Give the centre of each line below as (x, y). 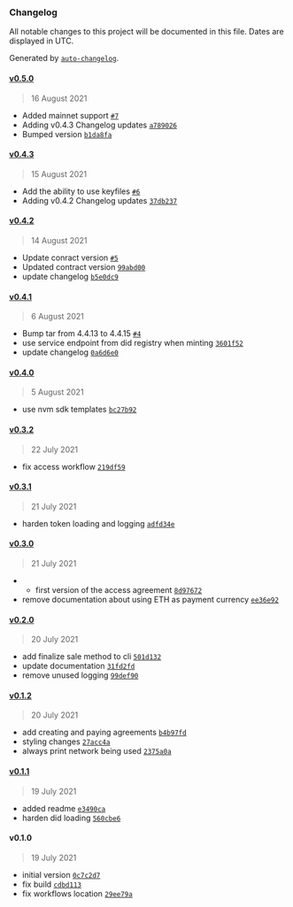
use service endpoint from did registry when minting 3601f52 (132, 343)
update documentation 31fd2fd (78, 666)
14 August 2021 (59, 240)
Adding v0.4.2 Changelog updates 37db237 (100, 200)
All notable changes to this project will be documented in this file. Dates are (147, 32)
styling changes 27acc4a (66, 742)
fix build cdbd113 (52, 884)
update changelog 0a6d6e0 (70, 352)
